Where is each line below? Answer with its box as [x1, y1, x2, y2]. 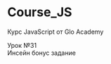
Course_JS [7, 4, 72, 20]
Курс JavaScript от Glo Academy [7, 27, 104, 36]
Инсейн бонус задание [7, 49, 76, 57]
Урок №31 [7, 41, 37, 49]
